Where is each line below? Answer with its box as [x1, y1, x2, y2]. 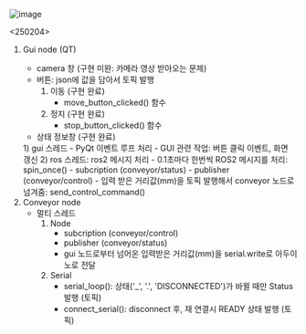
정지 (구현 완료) [49, 109, 105, 119]
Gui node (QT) [22, 44, 77, 55]
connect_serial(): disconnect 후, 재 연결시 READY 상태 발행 [63, 304, 280, 314]
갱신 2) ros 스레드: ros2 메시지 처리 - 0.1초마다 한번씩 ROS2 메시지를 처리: [22, 154, 288, 164]
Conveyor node [22, 197, 81, 207]
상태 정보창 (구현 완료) [36, 131, 116, 141]
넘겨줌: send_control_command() [22, 187, 146, 197]
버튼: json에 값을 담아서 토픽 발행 [36, 74, 155, 85]
